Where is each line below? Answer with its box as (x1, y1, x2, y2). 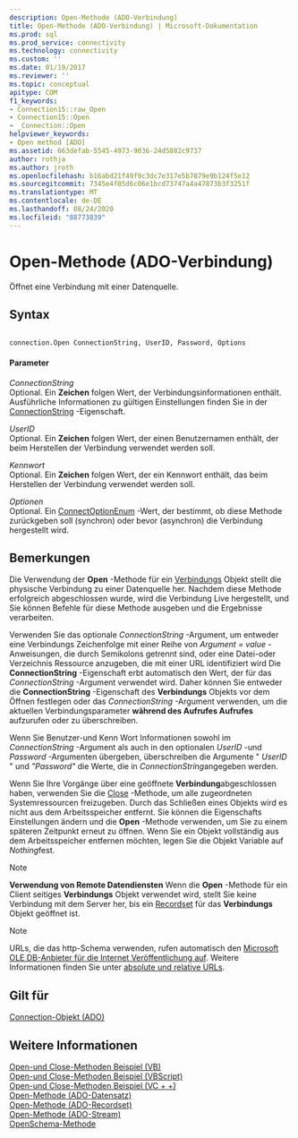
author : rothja (9, 154, 66, 164)
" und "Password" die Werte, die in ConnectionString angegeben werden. (9, 761, 279, 772)
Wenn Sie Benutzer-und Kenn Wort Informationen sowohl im (9, 732, 231, 743)
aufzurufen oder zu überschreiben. (9, 715, 139, 726)
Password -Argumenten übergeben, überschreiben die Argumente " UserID (9, 751, 288, 762)
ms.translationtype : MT (9, 188, 98, 197)
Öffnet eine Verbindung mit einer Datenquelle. (9, 281, 179, 292)
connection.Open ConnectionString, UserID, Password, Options (9, 338, 246, 347)
